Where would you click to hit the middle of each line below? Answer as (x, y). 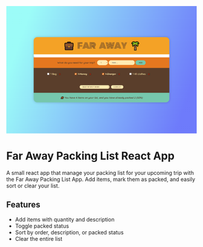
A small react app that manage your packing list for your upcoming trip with (100, 172)
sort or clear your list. (33, 186)
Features (23, 205)
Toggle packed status (42, 226)
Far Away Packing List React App (91, 156)
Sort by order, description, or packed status (69, 232)
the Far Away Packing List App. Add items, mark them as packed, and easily (101, 179)
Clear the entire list (39, 239)
